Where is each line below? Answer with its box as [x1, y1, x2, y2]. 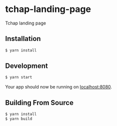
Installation [5, 34, 41, 43]
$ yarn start [5, 75, 32, 80]
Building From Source [5, 98, 74, 107]
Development [5, 61, 48, 70]
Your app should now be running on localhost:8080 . [5, 84, 112, 90]
